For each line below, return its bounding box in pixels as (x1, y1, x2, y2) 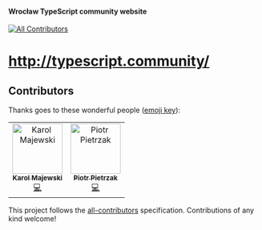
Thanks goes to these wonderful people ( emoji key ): (8, 105, 181, 115)
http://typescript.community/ (8, 52, 210, 71)
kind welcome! (8, 214, 57, 224)
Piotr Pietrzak (73, 173, 118, 183)
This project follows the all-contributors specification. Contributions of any (8, 205, 255, 216)
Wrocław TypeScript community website (8, 6, 147, 16)
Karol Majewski (12, 173, 62, 183)
